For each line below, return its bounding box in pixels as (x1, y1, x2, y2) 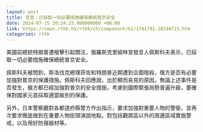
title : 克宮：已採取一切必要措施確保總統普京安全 (6, 14, 115, 20)
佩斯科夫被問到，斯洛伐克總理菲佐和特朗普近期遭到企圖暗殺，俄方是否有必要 (6, 69, 197, 76)
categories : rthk (6, 31, 50, 37)
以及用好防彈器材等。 (16, 119, 70, 127)
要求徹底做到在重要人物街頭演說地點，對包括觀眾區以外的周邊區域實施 (11, 112, 186, 119)
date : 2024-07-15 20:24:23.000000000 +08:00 (6, 20, 120, 26)
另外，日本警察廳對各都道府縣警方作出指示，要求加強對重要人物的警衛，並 (6, 104, 192, 112)
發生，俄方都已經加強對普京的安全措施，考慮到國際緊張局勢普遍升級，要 (11, 84, 192, 91)
